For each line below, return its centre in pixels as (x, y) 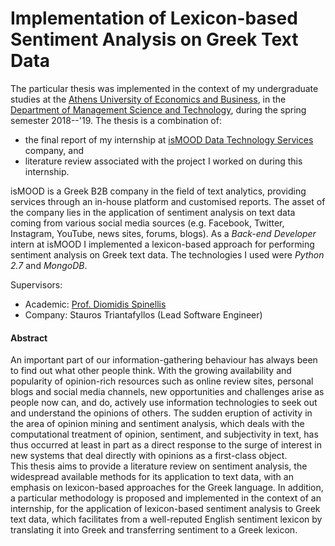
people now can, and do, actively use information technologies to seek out (164, 403)
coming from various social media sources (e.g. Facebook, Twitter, (147, 223)
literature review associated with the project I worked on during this (163, 161)
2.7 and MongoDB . (49, 265)
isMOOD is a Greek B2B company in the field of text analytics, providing (158, 191)
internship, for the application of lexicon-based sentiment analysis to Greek (165, 509)
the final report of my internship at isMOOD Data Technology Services (169, 139)
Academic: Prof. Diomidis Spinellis (95, 304)
